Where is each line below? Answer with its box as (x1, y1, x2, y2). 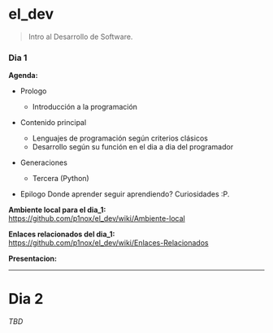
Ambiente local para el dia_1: (8, 205, 106, 215)
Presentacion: (8, 253, 57, 264)
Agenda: (8, 71, 38, 80)
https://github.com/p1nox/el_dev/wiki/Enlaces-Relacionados (8, 238, 209, 248)
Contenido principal (19, 118, 87, 128)
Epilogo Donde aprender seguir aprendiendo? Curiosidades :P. (19, 189, 230, 199)
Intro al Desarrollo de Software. (28, 32, 133, 41)
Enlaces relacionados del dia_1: (8, 229, 115, 240)
